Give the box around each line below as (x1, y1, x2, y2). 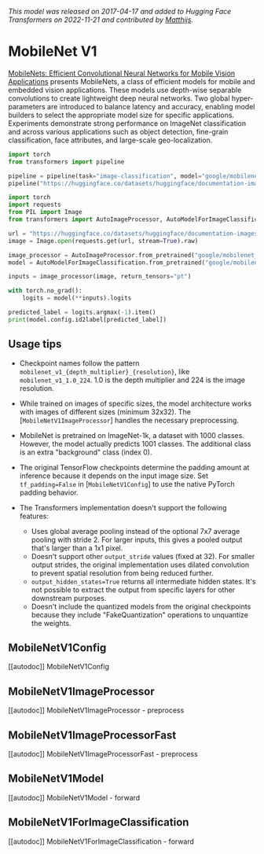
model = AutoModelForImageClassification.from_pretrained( (8, 259, 206, 267)
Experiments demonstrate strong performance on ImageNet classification (8, 118, 247, 128)
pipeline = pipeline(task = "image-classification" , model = (8, 172, 202, 180)
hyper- (231, 94, 254, 103)
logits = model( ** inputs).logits (22, 294, 132, 302)
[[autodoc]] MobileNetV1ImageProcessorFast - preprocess (8, 749, 198, 759)
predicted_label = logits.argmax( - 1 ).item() (8, 308, 156, 317)
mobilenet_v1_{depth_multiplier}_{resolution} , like (19, 366, 190, 376)
